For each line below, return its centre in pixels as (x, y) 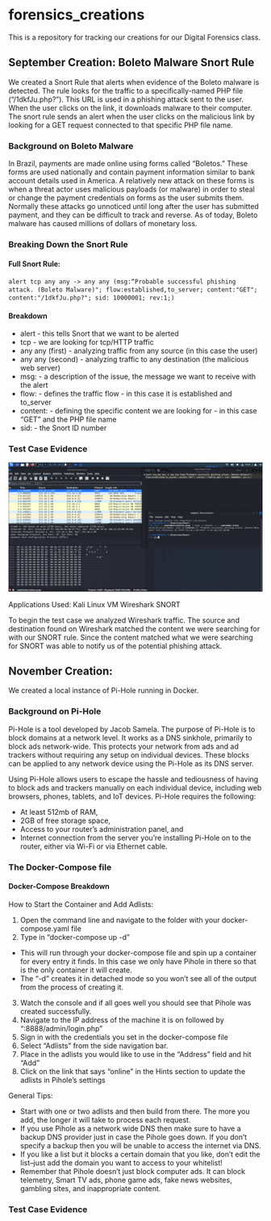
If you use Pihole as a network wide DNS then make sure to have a (131, 1128)
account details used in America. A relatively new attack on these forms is (131, 181)
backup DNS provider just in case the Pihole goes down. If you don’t (133, 1137)
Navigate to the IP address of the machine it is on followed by (122, 1020)
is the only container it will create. (76, 970)
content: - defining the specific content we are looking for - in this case (138, 411)
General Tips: (31, 1095)
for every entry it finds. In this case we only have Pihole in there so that (138, 961)
